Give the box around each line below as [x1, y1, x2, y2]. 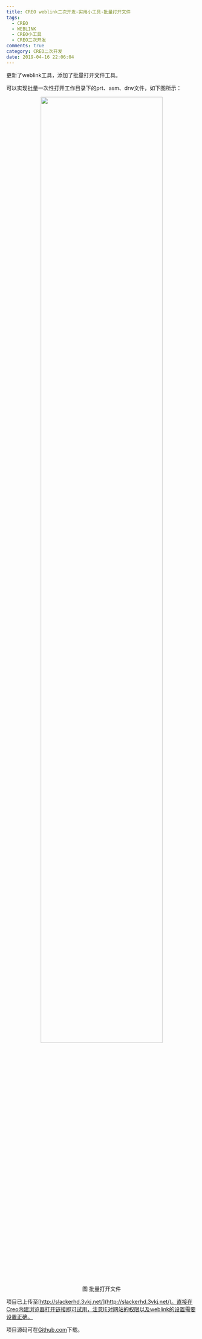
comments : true [6, 43, 45, 49]
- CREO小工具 [11, 32, 42, 38]
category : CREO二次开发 [6, 49, 62, 55]
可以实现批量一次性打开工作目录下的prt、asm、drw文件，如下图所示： [6, 84, 182, 92]
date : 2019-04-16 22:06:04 [6, 54, 74, 60]
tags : [6, 15, 20, 21]
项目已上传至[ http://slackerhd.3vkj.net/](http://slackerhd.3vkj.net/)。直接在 [6, 1298, 193, 1305]
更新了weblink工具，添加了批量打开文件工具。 [6, 71, 121, 79]
